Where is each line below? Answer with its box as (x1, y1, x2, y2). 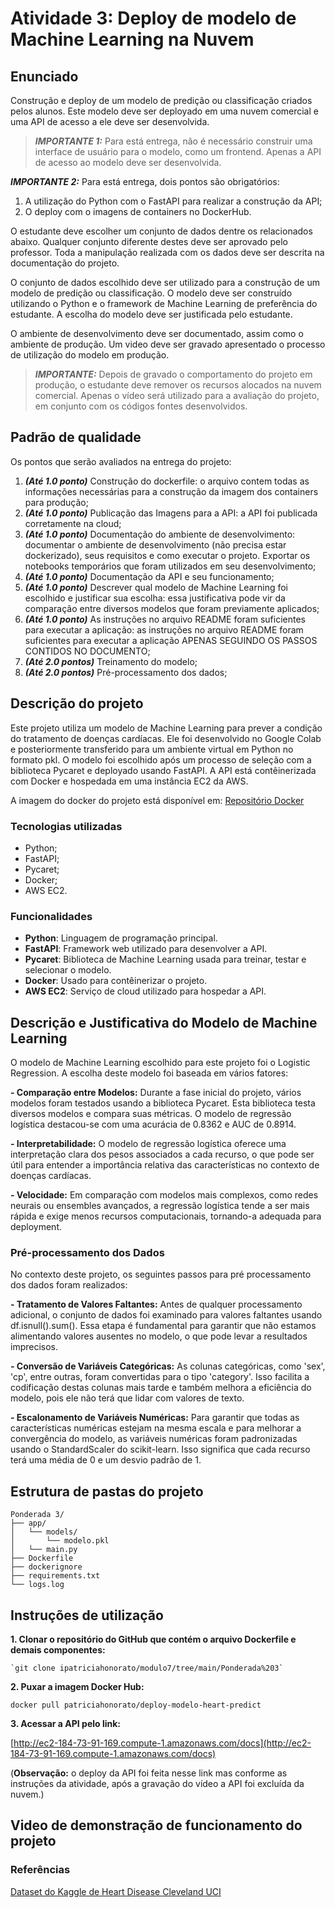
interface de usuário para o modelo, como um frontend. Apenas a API (34, 146, 322, 157)
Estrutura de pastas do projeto (10, 1483, 204, 1500)
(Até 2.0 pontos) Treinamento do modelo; (24, 655, 198, 667)
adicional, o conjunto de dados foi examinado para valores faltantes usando (10, 1309, 323, 1321)
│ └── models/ (10, 1527, 78, 1537)
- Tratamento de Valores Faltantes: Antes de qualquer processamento (10, 1298, 303, 1311)
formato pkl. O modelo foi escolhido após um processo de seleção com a (10, 753, 312, 766)
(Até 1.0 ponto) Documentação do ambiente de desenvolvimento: (24, 528, 296, 540)
